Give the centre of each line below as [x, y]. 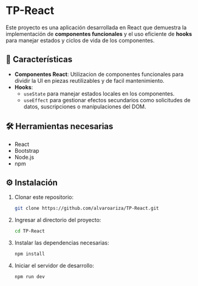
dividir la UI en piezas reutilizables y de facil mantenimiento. [89, 80]
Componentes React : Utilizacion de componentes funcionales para [99, 74]
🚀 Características [39, 59]
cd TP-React [29, 231]
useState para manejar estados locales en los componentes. [99, 93]
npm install [29, 254]
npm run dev [29, 277]
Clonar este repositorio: [44, 197]
